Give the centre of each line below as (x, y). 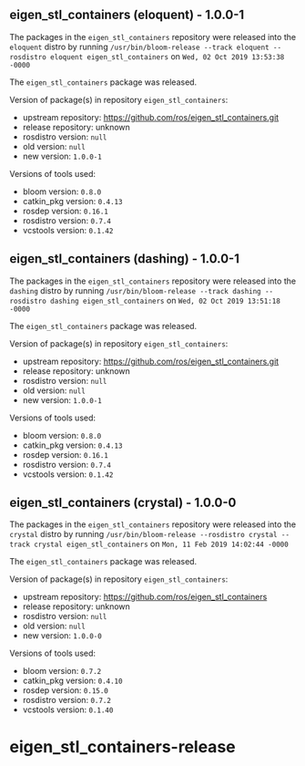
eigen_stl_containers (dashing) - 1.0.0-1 (124, 259)
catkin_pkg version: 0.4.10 (72, 681)
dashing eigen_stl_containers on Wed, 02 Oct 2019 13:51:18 (165, 300)
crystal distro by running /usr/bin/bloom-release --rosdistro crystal (143, 534)
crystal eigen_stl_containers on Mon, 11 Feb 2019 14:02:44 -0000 (161, 544)
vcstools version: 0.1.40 (68, 709)
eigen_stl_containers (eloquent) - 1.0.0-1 (127, 15)
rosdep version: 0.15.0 (66, 690)
